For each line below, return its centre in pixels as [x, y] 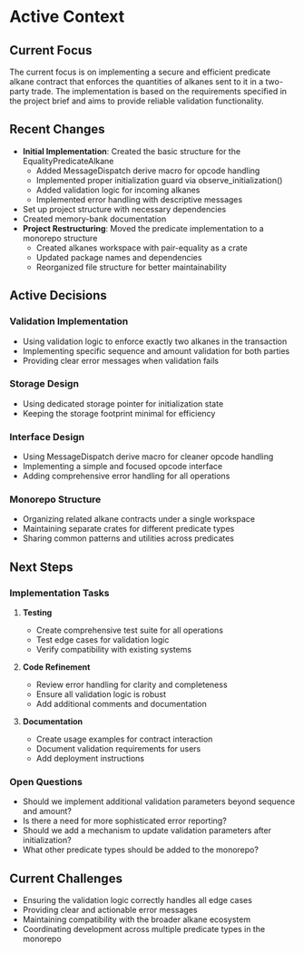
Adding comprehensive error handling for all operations [126, 476]
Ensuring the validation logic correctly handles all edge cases [137, 900]
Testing [37, 613]
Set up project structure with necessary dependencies [124, 209]
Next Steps [41, 567]
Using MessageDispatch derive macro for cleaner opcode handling [148, 457]
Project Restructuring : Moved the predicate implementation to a [143, 228]
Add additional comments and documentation [121, 704]
